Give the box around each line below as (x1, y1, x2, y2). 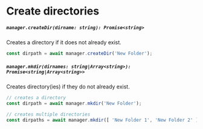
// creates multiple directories (6, 111, 91, 117)
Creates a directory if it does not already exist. (6, 39, 122, 46)
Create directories (6, 4, 100, 18)
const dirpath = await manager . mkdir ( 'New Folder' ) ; (6, 100, 142, 107)
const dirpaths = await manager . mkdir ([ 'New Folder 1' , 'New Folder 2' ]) (6, 117, 201, 123)
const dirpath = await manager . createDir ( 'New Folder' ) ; (6, 50, 153, 57)
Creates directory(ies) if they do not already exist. (6, 83, 130, 90)
